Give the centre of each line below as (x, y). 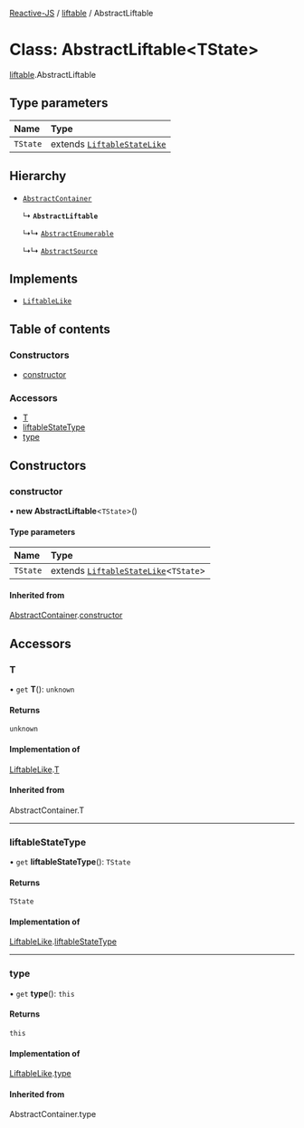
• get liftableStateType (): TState (70, 862)
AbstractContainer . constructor (66, 616)
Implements (44, 278)
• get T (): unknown (42, 689)
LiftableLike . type (40, 1074)
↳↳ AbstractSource (60, 250)
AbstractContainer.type (53, 1114)
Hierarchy (38, 176)
